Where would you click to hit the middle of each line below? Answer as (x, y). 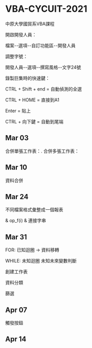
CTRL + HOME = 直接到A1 (32, 100)
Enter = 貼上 (18, 111)
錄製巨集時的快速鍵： (27, 78)
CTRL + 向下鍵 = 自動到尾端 (34, 121)
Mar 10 (16, 168)
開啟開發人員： (21, 34)
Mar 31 (16, 237)
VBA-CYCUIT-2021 (46, 9)
